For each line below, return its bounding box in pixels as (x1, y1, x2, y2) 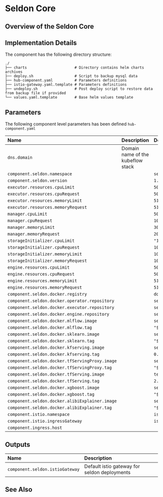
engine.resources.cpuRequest (7, 272, 75, 277)
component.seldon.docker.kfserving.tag (7, 352, 99, 357)
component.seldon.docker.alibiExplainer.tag (7, 405, 112, 411)
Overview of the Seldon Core (5, 22, 94, 31)
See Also (5, 485, 33, 494)
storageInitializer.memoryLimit (7, 251, 82, 257)
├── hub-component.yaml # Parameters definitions (5, 78, 127, 83)
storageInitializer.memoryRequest (7, 258, 87, 264)
